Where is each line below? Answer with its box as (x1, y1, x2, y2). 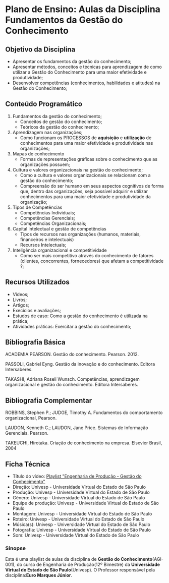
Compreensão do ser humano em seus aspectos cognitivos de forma (20, 183, 164, 189)
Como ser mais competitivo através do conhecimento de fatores (20, 252, 154, 258)
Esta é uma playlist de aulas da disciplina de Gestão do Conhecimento (5, 556, 153, 562)
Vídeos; (12, 291, 29, 297)
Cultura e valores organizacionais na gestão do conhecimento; (12, 166, 143, 172)
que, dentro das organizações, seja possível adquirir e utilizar (20, 188, 148, 194)
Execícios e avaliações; (12, 307, 62, 313)
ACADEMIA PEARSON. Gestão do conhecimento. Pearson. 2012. (5, 352, 139, 358)
